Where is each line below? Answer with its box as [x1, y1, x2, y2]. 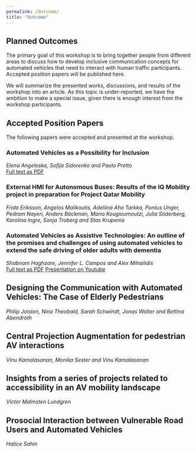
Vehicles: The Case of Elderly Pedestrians [6, 292, 164, 302]
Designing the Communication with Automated [6, 283, 183, 293]
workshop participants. [6, 101, 63, 108]
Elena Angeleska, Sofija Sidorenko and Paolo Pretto [6, 162, 132, 169]
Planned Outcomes [6, 36, 78, 46]
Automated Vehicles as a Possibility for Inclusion [6, 148, 149, 157]
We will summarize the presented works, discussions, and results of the [6, 82, 181, 89]
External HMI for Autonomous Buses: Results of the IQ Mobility [6, 183, 190, 191]
